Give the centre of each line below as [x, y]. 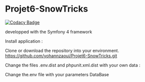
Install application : [24, 41]
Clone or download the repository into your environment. [62, 50]
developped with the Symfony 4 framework [49, 32]
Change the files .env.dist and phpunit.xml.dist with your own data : [73, 65]
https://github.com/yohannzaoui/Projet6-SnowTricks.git [61, 56]
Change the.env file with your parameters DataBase [57, 74]
